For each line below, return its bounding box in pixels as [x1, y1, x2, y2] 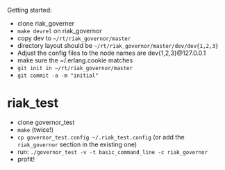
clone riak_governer [17, 19, 75, 27]
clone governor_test [17, 118, 75, 126]
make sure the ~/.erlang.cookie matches [17, 56, 133, 65]
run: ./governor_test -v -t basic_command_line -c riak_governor [17, 147, 208, 155]
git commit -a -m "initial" [17, 72, 99, 79]
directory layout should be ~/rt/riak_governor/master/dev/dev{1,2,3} [17, 42, 219, 49]
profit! [17, 155, 35, 163]
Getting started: [7, 6, 52, 14]
